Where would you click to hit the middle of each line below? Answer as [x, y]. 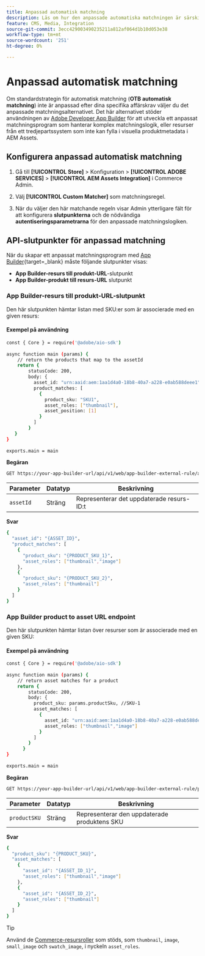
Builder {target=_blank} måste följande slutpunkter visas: [77, 262]
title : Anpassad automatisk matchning [56, 12]
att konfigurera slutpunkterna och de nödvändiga [78, 215]
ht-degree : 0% [24, 46]
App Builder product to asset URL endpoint [71, 617]
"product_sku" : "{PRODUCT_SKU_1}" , [68, 555]
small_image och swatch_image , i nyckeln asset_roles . [73, 946]
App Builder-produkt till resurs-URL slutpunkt [74, 280]
